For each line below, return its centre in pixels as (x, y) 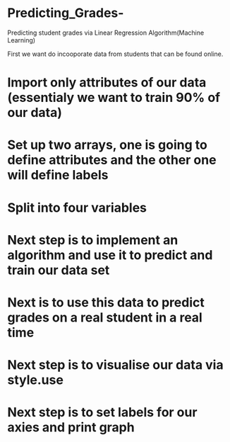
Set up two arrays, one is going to (108, 145)
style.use (35, 380)
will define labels (58, 175)
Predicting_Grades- (66, 13)
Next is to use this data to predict (106, 302)
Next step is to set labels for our (102, 413)
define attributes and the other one (112, 160)
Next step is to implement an (93, 240)
